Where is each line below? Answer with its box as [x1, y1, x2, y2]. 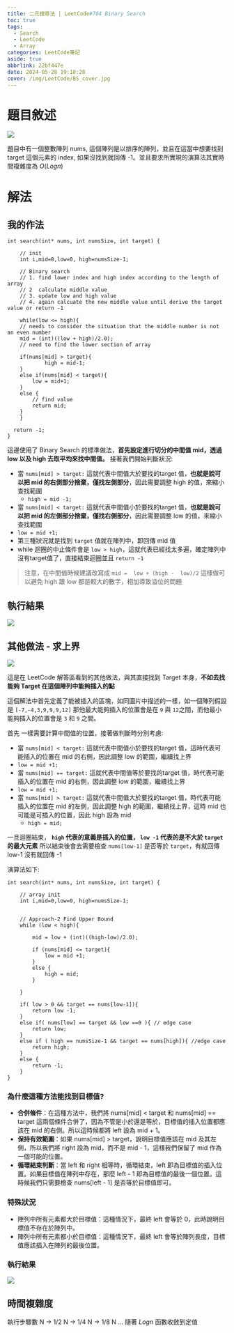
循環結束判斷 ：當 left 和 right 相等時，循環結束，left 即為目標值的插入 [17, 1161, 217, 1169]
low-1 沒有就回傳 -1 [7, 850, 63, 858]
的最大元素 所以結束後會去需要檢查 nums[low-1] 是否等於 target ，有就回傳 [7, 841, 220, 850]
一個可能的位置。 [17, 1153, 67, 1161]
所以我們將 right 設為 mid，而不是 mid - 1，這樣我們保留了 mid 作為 [29, 1143, 222, 1152]
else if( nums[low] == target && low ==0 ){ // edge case [19, 1019, 192, 1026]
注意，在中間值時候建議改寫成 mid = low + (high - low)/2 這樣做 [24, 569, 219, 577]
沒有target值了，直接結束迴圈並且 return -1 [17, 554, 144, 562]
